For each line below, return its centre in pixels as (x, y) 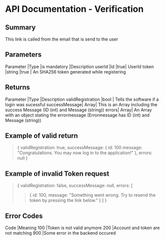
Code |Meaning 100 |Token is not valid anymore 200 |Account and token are (82, 228)
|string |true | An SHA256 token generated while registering (66, 72)
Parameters (23, 55)
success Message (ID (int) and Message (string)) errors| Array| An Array (79, 110)
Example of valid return (42, 136)
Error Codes (24, 216)
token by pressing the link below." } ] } (68, 201)
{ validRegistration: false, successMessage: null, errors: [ (75, 186)
